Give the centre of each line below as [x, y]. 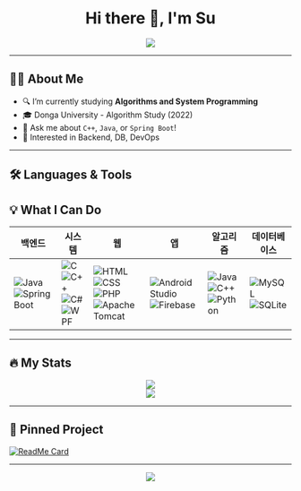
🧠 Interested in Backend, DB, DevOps [90, 137]
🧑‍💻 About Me [47, 79]
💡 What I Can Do [56, 210]
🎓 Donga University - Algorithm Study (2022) [107, 115]
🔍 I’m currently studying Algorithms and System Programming [140, 101]
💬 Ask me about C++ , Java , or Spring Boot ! [99, 127]
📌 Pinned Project [56, 430]
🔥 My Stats [40, 363]
